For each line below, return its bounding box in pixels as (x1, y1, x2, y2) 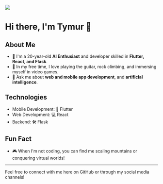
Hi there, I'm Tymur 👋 (5, 21, 92, 33)
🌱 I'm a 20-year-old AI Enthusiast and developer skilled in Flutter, (12, 53, 145, 59)
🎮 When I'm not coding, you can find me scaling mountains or (12, 148, 137, 154)
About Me (5, 40, 35, 49)
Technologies (5, 93, 48, 101)
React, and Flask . (12, 59, 48, 64)
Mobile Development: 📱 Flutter (12, 106, 73, 112)
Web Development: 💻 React (12, 112, 69, 117)
